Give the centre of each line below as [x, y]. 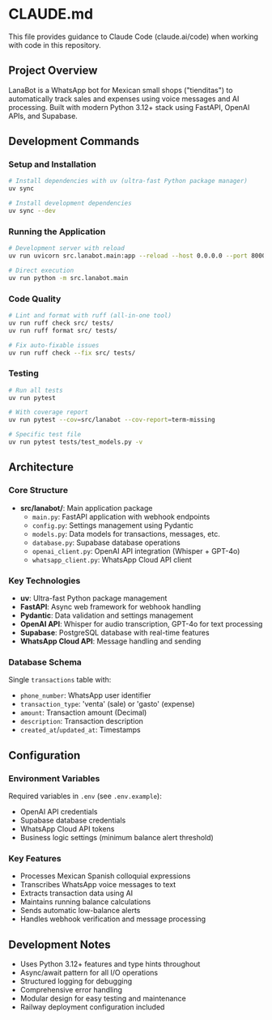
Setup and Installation [53, 164]
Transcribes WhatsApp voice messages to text [98, 885]
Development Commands [74, 141]
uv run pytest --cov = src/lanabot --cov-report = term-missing [112, 420]
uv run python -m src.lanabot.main [68, 278]
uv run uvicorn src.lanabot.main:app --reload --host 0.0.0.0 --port [128, 256]
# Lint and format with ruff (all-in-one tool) [90, 316]
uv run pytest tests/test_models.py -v [76, 442]
